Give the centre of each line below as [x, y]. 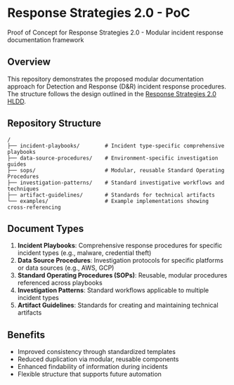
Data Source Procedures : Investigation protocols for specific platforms [120, 261]
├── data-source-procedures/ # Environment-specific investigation [113, 158]
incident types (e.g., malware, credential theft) [84, 253]
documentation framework [46, 39]
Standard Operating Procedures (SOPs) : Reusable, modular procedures [122, 275]
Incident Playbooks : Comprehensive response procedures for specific [120, 246]
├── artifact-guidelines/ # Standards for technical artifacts [111, 195]
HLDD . [17, 101]
